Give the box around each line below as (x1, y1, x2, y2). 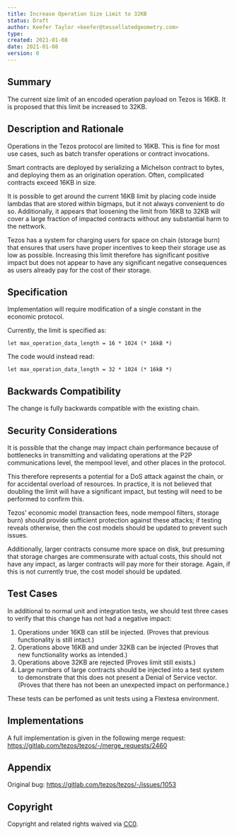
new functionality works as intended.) (17, 650, 128, 659)
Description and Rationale (7, 123, 124, 135)
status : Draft (7, 17, 50, 24)
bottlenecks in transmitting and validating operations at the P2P (7, 450, 192, 459)
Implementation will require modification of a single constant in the (7, 305, 202, 314)
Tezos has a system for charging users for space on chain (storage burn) (7, 235, 221, 244)
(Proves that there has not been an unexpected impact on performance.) (17, 681, 230, 689)
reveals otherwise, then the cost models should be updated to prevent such (7, 523, 228, 532)
